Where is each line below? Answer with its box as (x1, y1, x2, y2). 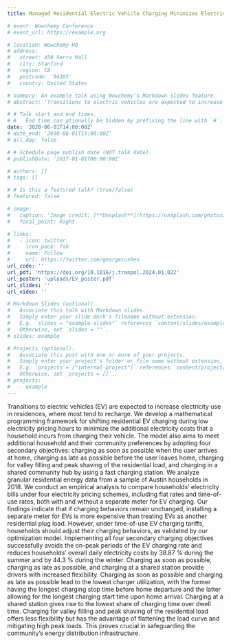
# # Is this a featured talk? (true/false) (7, 186, 134, 193)
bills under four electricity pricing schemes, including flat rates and (7, 490, 197, 498)
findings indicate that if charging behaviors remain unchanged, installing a (7, 504, 217, 513)
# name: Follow (7, 250, 63, 257)
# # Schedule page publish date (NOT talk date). (7, 149, 153, 155)
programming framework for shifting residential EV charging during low (7, 417, 209, 425)
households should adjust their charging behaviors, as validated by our (7, 526, 208, 535)
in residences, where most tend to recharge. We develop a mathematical (7, 409, 213, 418)
